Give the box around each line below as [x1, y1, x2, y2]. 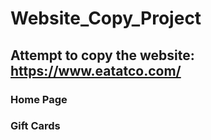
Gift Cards [10, 119, 61, 133]
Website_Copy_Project [10, 7, 202, 30]
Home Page [10, 92, 68, 106]
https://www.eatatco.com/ [10, 62, 182, 79]
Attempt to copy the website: [10, 47, 195, 64]
